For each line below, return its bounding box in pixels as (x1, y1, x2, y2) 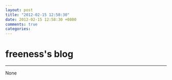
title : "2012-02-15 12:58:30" (5, 12, 70, 17)
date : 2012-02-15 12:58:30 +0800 (5, 17, 77, 22)
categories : (5, 26, 31, 32)
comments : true (5, 21, 38, 27)
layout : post (5, 7, 33, 13)
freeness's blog (5, 48, 74, 60)
